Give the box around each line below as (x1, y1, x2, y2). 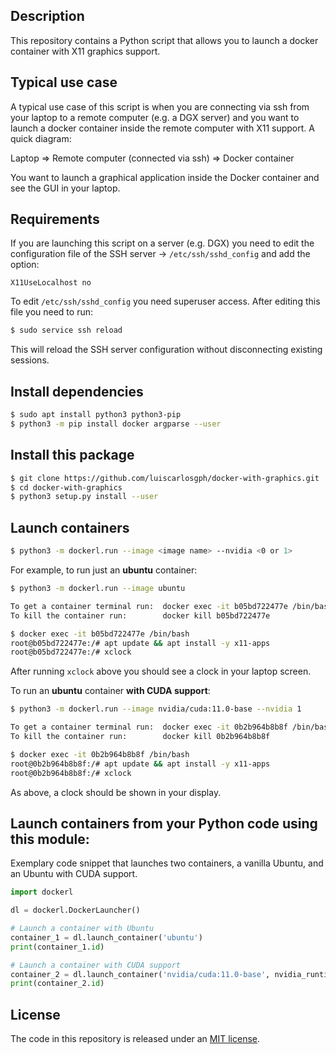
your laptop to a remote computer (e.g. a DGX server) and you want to (10, 111, 300, 123)
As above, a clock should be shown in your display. (10, 786, 222, 798)
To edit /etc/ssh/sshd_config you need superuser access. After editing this (10, 295, 321, 308)
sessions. (10, 354, 50, 366)
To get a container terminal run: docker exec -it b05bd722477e (10, 601, 288, 611)
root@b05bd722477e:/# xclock (10, 647, 132, 658)
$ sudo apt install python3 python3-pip (10, 410, 182, 420)
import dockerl (10, 887, 74, 898)
